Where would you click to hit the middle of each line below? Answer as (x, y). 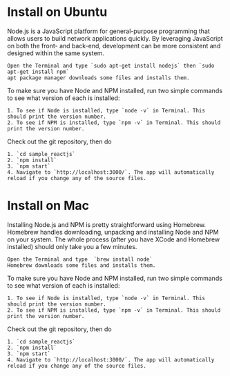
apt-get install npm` (38, 72)
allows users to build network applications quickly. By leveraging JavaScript (115, 38)
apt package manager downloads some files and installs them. (98, 78)
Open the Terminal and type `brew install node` (80, 259)
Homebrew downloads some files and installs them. (82, 265)
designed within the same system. (56, 53)
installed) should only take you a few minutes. (72, 246)
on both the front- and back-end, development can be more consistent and (114, 46)
